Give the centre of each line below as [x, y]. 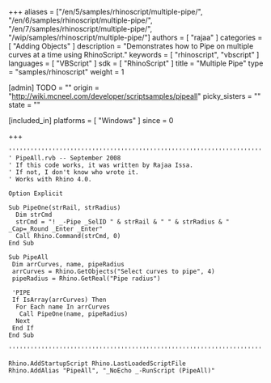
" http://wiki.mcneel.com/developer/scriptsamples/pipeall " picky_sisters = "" [135, 96]
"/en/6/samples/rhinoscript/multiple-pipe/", [80, 20]
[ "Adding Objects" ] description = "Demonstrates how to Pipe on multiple [131, 46]
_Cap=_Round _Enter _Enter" [56, 229]
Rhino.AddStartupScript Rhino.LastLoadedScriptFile [97, 364]
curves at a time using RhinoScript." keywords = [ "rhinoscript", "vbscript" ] [134, 55]
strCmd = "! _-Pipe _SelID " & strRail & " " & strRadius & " [123, 222]
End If [23, 328]
